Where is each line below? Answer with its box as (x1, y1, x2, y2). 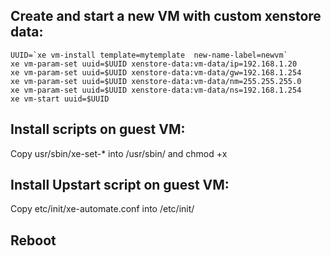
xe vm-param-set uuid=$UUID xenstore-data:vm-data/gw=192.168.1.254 (10, 67, 302, 78)
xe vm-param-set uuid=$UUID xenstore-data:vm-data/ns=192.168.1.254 (10, 85, 302, 95)
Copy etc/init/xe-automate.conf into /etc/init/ (10, 203, 195, 215)
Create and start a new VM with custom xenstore (10, 8, 322, 25)
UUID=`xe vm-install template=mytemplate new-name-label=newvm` (10, 50, 288, 60)
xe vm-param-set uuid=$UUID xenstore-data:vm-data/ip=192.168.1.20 (10, 59, 298, 69)
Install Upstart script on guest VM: (10, 177, 230, 194)
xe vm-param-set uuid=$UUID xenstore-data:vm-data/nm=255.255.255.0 (10, 76, 302, 86)
